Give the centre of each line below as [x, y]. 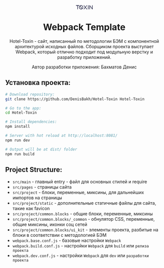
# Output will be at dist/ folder [41, 149]
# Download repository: [30, 94]
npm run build [20, 154]
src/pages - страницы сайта [42, 187]
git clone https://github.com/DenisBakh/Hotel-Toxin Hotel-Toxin [75, 99]
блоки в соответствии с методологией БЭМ [59, 235]
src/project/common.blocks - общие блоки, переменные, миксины [83, 214]
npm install [18, 127]
